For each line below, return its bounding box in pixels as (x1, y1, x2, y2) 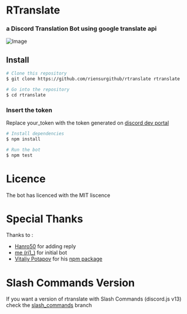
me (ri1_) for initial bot (14, 249, 68, 256)
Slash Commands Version (6, 276, 135, 289)
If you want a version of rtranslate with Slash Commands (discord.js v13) (6, 295, 182, 303)
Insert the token (6, 106, 53, 114)
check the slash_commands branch (6, 302, 92, 309)
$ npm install (6, 136, 41, 142)
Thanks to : (6, 232, 34, 239)
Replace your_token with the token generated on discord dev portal (6, 119, 169, 126)
